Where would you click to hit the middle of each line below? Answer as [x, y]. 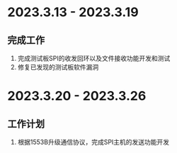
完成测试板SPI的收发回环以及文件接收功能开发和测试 [94, 58]
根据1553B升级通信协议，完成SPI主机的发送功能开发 [93, 142]
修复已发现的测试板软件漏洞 [58, 67]
